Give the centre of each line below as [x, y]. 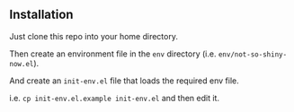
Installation [41, 15]
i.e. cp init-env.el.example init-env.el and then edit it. [115, 98]
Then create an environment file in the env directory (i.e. [113, 54]
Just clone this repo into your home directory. [94, 36]
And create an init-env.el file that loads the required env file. [125, 81]
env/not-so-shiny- [253, 54]
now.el [22, 64]
